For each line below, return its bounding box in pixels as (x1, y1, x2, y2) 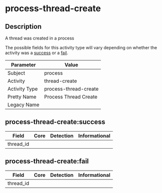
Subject (7, 70, 25, 76)
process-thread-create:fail (5, 157, 89, 166)
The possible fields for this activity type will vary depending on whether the (5, 45, 158, 50)
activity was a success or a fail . (5, 50, 69, 56)
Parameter (11, 61, 36, 68)
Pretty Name (7, 94, 37, 100)
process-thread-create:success (5, 118, 106, 126)
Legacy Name (7, 101, 40, 108)
